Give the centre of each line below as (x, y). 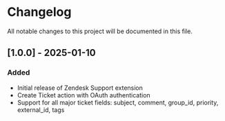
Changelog (39, 12)
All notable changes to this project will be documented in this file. (100, 31)
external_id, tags (41, 110)
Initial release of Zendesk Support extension (80, 88)
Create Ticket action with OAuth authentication (84, 95)
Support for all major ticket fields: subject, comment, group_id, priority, (118, 102)
